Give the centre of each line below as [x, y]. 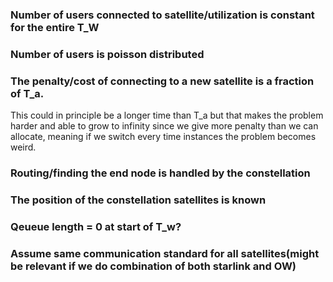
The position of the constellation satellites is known [138, 200]
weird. [23, 147]
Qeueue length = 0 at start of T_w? [96, 226]
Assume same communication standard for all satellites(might [165, 253]
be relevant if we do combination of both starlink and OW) [153, 266]
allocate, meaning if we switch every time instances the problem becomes [163, 137]
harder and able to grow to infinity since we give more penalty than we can [164, 126]
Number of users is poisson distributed [107, 54]
